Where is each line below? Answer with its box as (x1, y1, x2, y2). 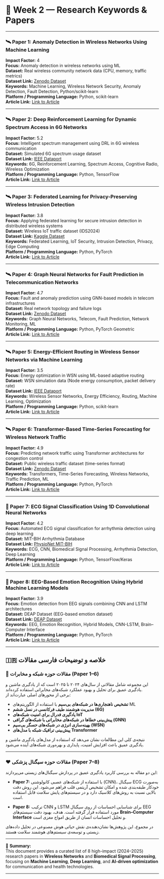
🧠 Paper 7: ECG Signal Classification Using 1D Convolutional (5, 503, 150, 510)
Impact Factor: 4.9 (5, 445, 43, 450)
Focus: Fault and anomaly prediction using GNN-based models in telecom (5, 295, 154, 301)
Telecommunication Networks (5, 279, 79, 286)
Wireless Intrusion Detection (5, 201, 75, 208)
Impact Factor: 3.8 (5, 212, 43, 218)
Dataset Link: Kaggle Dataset (5, 233, 65, 239)
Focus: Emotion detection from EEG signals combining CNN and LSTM (5, 601, 147, 606)
